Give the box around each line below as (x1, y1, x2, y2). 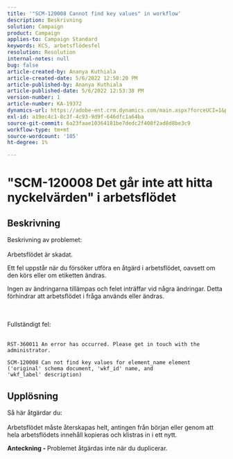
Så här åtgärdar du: (7, 408, 62, 417)
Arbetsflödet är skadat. (7, 250, 73, 259)
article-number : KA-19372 (7, 101, 82, 107)
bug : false (7, 62, 39, 69)
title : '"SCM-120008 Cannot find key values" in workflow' (7, 10, 182, 17)
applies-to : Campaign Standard (7, 36, 98, 43)
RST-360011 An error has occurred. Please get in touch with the (7, 341, 200, 348)
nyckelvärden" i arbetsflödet (7, 190, 177, 205)
